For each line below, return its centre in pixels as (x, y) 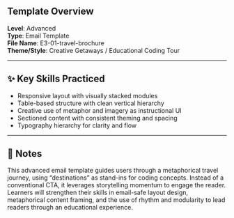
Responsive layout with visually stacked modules (87, 95)
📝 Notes (25, 154)
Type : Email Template (38, 36)
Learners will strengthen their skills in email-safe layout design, (98, 193)
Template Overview (50, 11)
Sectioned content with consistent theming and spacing (97, 118)
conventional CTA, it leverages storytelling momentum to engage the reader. (117, 185)
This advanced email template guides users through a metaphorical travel (113, 171)
